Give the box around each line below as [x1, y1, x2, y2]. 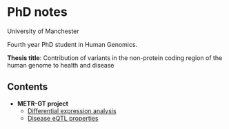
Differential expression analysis [27, 106, 117, 115]
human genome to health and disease [7, 61, 114, 69]
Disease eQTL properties [27, 114, 99, 122]
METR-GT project [17, 99, 69, 108]
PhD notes [7, 4, 68, 20]
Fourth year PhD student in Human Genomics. [7, 40, 138, 48]
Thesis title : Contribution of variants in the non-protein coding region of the [7, 53, 223, 62]
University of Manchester [7, 27, 79, 35]
